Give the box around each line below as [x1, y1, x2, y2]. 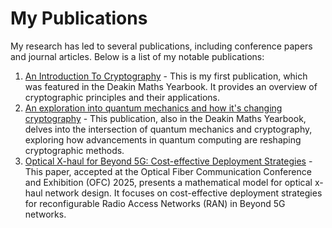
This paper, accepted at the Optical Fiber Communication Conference [24, 165, 312, 177]
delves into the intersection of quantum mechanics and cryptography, [24, 123, 313, 135]
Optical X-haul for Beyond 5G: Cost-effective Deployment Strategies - [24, 155, 313, 167]
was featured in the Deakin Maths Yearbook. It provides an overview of [24, 80, 318, 92]
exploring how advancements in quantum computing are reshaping [24, 133, 302, 146]
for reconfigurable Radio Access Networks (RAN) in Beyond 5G [24, 197, 286, 209]
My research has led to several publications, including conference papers [10, 40, 313, 52]
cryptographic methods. [24, 144, 125, 156]
